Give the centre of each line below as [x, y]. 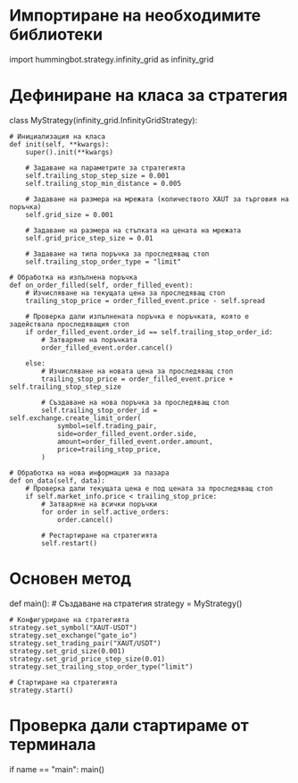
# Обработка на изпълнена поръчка [74, 277]
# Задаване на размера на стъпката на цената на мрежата [133, 230]
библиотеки [56, 34]
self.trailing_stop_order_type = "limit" [103, 261]
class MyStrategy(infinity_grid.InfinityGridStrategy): [103, 120]
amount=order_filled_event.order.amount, [135, 442]
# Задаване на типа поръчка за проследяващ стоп [117, 254]
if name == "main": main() [57, 769]
